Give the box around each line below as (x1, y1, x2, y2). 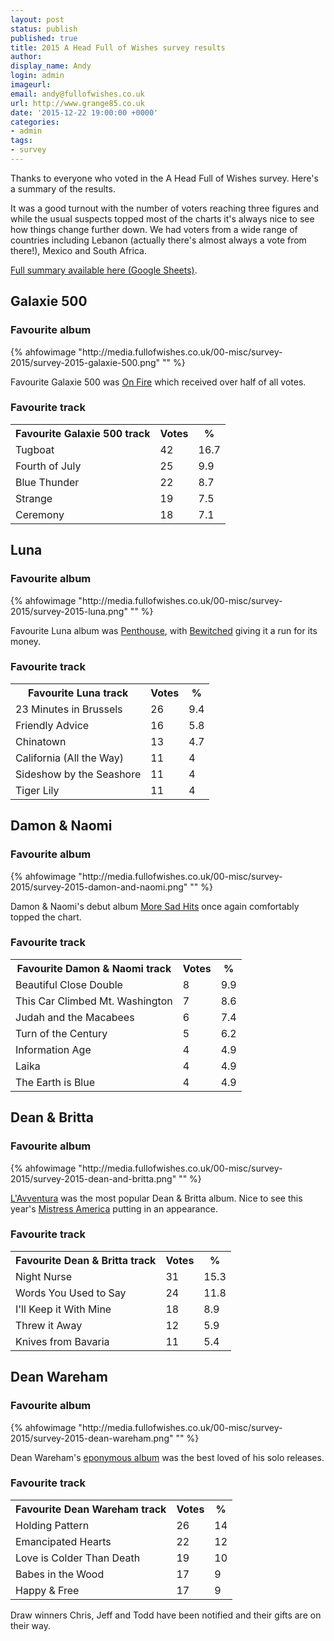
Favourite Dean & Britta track (15, 1253, 157, 1267)
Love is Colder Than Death (15, 1551, 141, 1565)
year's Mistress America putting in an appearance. (10, 1202, 218, 1215)
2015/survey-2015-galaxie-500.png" (10, 356, 161, 368)
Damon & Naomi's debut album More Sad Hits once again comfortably (10, 900, 300, 912)
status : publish (10, 24, 78, 34)
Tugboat (15, 442, 55, 456)
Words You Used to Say (15, 1286, 127, 1300)
